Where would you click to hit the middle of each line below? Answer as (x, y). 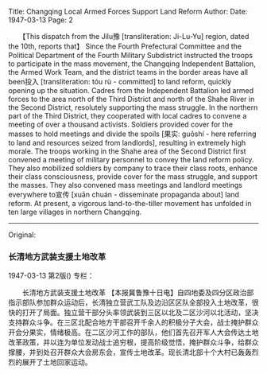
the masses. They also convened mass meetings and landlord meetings (125, 185)
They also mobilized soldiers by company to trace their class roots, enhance (133, 168)
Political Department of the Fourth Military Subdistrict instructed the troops (130, 55)
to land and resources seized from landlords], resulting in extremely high (127, 143)
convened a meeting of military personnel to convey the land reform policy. (131, 160)
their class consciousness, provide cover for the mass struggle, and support (133, 177)
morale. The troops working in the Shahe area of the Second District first (127, 151)
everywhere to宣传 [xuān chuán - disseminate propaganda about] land (124, 195)
